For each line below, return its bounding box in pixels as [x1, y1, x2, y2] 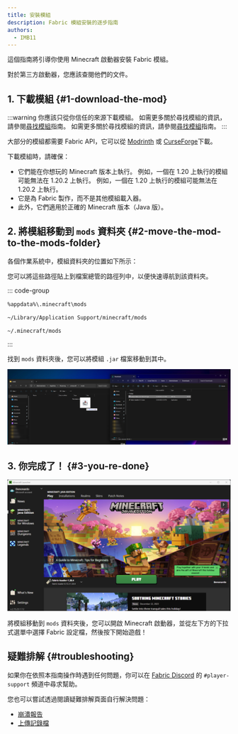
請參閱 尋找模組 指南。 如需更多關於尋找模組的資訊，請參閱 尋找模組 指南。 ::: [7, 122, 227, 131]
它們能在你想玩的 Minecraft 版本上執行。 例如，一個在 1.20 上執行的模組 [17, 168, 228, 176]
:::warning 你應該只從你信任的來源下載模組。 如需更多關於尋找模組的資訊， [7, 114, 227, 122]
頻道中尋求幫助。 [31, 679, 81, 688]
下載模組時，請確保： [7, 153, 69, 161]
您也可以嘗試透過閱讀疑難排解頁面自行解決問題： [7, 694, 150, 703]
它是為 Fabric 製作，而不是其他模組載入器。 [17, 194, 145, 202]
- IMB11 [13, 34, 37, 41]
